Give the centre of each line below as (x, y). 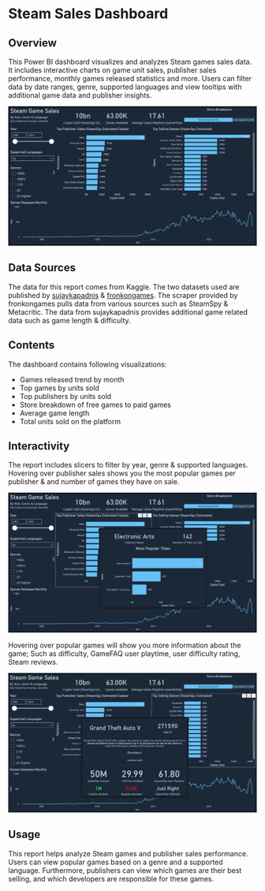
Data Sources (42, 268)
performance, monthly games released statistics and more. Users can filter (130, 78)
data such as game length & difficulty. (70, 320)
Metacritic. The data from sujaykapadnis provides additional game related (128, 311)
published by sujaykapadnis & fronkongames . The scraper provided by (123, 295)
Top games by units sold (60, 388)
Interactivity (39, 446)
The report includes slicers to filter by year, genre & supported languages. (128, 465)
